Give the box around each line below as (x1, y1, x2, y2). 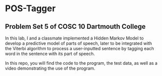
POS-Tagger (5, 3, 56, 14)
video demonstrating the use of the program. (5, 65, 96, 71)
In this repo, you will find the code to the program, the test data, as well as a (5, 60, 158, 66)
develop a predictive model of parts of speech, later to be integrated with (5, 40, 152, 46)
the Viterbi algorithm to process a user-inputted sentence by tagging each (5, 46, 154, 51)
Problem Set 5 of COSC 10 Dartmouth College (5, 22, 146, 31)
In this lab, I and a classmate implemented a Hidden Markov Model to (5, 35, 144, 41)
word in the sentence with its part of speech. (5, 51, 95, 57)
